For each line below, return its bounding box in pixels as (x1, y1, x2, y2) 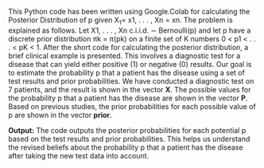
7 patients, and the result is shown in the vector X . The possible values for (8, 84, 251, 94)
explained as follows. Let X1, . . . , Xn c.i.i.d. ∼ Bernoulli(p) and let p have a (8, 25, 251, 35)
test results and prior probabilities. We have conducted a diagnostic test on (8, 76, 254, 86)
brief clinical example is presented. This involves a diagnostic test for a (8, 51, 241, 61)
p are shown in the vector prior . (8, 110, 113, 119)
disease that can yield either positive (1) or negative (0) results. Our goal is (8, 59, 252, 68)
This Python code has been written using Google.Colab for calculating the (8, 7, 250, 16)
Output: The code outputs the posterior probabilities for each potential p (8, 125, 247, 135)
